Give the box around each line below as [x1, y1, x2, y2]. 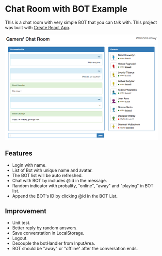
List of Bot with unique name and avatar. [12, 167, 93, 173]
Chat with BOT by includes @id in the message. [12, 177, 108, 183]
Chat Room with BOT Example [5, 3, 128, 15]
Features [5, 149, 32, 158]
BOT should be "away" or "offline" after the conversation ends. [12, 246, 138, 252]
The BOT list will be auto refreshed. [12, 172, 83, 178]
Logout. [12, 235, 28, 241]
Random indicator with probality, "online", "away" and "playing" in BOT [12, 183, 154, 189]
